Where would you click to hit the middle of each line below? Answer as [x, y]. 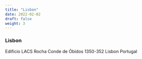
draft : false [18, 19]
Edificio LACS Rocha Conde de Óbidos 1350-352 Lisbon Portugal [71, 51]
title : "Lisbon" [22, 10]
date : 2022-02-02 [23, 14]
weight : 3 [15, 23]
